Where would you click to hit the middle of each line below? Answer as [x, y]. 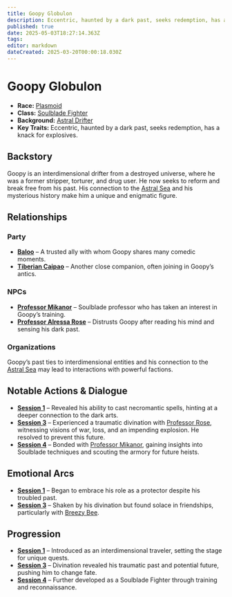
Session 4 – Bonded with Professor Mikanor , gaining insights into [110, 444]
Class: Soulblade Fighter [52, 113]
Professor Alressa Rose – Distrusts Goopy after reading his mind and [116, 322]
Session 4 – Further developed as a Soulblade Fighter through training [117, 580]
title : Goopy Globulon [40, 13]
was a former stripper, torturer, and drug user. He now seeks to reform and [113, 181]
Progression [34, 534]
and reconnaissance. [47, 587]
